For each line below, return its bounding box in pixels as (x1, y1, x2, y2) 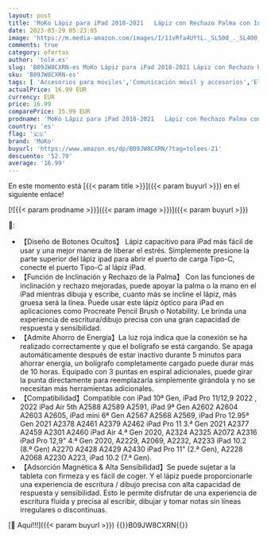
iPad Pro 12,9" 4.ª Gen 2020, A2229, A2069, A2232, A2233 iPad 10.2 (19, 436, 247, 446)
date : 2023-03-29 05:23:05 (8, 26, 98, 34)
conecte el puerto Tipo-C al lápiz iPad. (19, 263, 146, 273)
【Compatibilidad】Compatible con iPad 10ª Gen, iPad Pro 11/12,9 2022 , (19, 393, 257, 403)
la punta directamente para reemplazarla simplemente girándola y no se (19, 375, 256, 385)
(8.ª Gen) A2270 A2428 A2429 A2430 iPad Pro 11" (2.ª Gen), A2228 (19, 444, 244, 454)
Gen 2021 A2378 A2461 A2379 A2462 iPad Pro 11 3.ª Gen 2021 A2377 (19, 419, 250, 429)
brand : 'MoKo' (8, 137, 56, 145)
